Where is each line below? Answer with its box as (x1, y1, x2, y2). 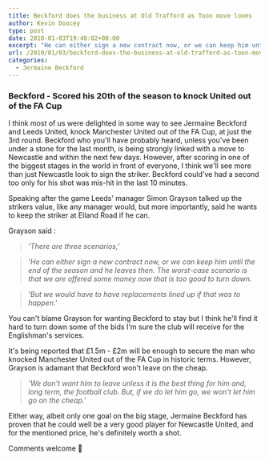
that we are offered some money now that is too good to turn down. (27, 274, 252, 284)
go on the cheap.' (27, 395, 86, 405)
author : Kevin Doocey (8, 19, 81, 27)
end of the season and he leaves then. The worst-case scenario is (27, 266, 248, 275)
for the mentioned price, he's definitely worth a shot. (8, 428, 182, 438)
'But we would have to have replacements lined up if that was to (27, 290, 241, 299)
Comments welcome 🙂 (8, 443, 83, 453)
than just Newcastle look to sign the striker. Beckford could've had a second (8, 170, 259, 179)
